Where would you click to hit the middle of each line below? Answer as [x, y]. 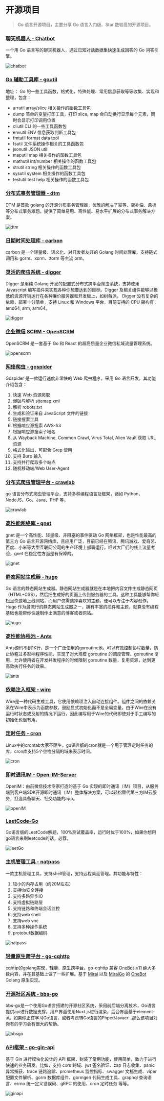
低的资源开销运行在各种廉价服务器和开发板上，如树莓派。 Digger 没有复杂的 [82, 296]
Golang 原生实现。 [24, 980]
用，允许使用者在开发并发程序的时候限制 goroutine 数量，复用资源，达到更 [81, 660]
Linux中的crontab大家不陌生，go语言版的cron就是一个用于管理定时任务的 [79, 745]
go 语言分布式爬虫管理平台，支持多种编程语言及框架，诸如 [64, 494]
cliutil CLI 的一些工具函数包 [40, 126]
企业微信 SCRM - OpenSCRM [40, 332]
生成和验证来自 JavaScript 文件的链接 [50, 413]
